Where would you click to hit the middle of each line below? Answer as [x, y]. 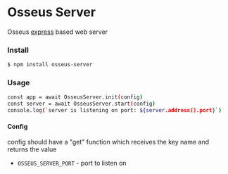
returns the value [32, 149]
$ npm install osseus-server [50, 65]
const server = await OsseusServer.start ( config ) [82, 104]
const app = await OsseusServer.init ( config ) [75, 97]
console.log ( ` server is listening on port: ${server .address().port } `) [114, 111]
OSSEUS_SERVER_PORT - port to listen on [72, 163]
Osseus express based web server [57, 32]
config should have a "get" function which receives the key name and [108, 142]
